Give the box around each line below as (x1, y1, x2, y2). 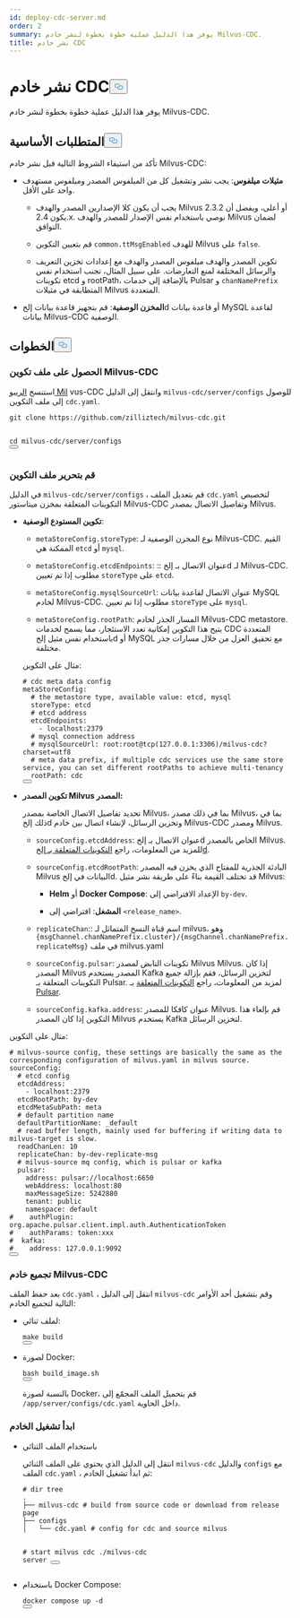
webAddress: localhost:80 (25, 1181, 123, 1190)
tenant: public (25, 1197, 82, 1206)
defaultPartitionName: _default (17, 1118, 139, 1128)
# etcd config (17, 1071, 70, 1080)
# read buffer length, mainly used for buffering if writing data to (17, 1126, 282, 1135)
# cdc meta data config (21, 677, 112, 686)
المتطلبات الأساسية (9, 134, 105, 149)
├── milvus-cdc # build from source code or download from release (21, 1501, 279, 1510)
